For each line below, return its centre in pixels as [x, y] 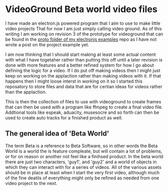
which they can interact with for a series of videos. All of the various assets [83, 167]
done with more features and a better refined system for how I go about [80, 65]
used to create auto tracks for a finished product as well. [64, 117]
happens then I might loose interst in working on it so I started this [74, 81]
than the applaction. [26, 92]
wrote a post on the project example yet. [47, 44]
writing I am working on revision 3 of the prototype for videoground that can [84, 34]
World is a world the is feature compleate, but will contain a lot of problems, [84, 151]
